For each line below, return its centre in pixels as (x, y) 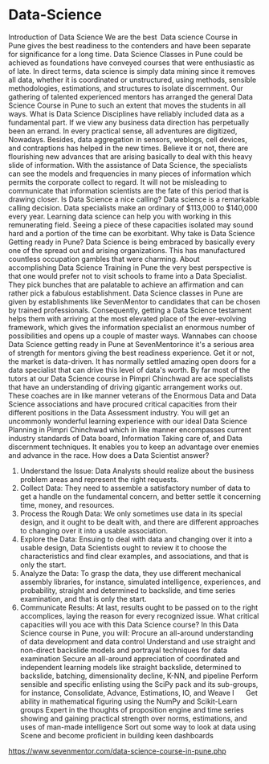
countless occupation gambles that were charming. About (104, 259)
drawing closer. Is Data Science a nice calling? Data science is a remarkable (134, 199)
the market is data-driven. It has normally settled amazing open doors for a (132, 361)
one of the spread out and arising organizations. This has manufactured (127, 250)
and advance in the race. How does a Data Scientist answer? (109, 455)
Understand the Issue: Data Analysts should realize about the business (137, 471)
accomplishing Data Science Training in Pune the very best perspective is (130, 268)
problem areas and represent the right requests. (99, 479)
